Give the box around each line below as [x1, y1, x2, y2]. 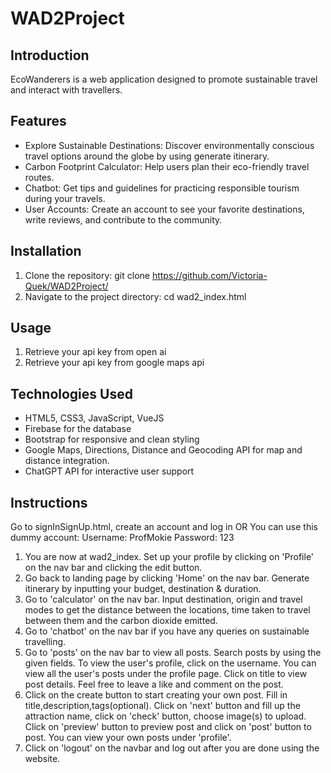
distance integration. [24, 455, 110, 467]
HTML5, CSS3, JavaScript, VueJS [24, 412, 165, 424]
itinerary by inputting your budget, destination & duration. [24, 583, 262, 595]
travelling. [24, 636, 67, 648]
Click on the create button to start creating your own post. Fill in [24, 689, 288, 701]
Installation [10, 243, 82, 260]
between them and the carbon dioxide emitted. [24, 615, 218, 627]
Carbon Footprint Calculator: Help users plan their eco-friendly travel [24, 160, 310, 172]
